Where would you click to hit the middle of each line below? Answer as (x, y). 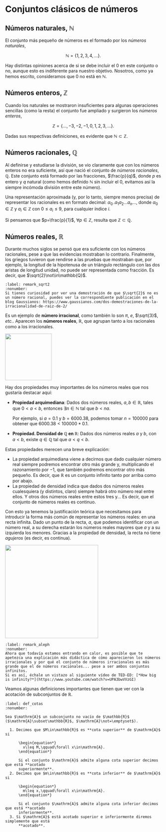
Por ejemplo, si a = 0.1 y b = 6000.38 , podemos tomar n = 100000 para (85, 418)
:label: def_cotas (24, 704)
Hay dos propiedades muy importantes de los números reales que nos (77, 387)
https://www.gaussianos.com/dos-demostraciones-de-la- (101, 302)
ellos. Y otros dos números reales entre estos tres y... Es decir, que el (83, 497)
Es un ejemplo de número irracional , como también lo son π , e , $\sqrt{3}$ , (82, 316)
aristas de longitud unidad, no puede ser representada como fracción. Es (80, 270)
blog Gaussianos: (23, 302)
